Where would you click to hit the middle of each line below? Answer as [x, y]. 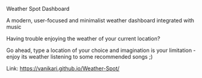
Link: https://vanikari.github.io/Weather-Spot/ [63, 68]
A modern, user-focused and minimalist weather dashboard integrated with [100, 20]
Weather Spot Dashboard [38, 9]
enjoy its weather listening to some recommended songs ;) [79, 57]
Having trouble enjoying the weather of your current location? [83, 38]
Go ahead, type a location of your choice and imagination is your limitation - [101, 50]
